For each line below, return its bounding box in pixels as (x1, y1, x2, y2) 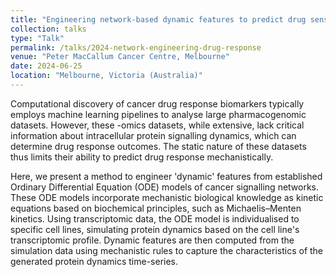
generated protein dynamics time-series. (10, 255, 179, 267)
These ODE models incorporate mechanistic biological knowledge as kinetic (10, 191, 324, 203)
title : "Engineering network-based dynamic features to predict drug (10, 14, 307, 25)
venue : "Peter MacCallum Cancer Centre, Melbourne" (10, 52, 230, 62)
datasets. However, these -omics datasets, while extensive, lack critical (10, 119, 305, 131)
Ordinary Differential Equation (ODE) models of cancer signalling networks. (10, 181, 320, 193)
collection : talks (10, 24, 87, 34)
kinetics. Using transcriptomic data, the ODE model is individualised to (10, 212, 300, 225)
